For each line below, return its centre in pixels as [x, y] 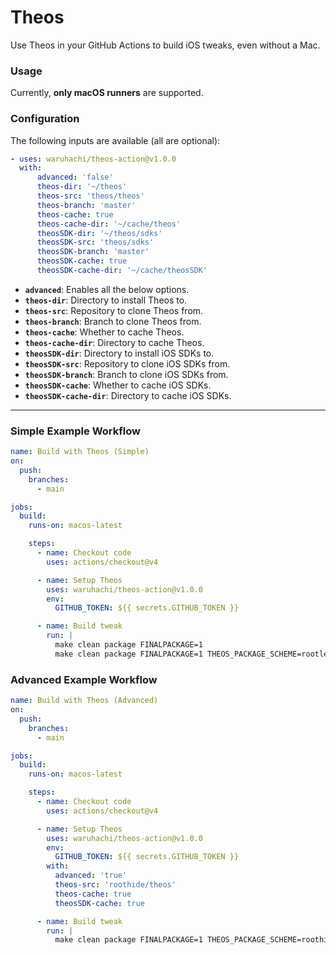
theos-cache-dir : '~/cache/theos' [109, 224]
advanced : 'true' [91, 876]
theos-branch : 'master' [86, 205]
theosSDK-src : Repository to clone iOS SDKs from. [127, 363]
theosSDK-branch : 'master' [93, 252]
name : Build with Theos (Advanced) [84, 701]
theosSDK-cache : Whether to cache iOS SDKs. [118, 385]
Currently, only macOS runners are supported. [107, 93]
